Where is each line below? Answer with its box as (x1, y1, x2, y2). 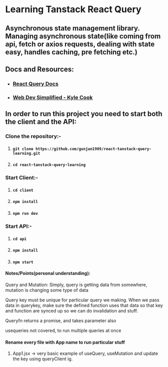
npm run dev (12, 211, 38, 216)
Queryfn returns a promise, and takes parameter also (5, 317, 117, 324)
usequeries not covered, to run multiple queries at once (5, 327, 122, 333)
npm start (12, 260, 34, 265)
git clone (12, 146, 34, 151)
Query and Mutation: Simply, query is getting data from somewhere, (5, 281, 147, 288)
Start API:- (5, 222, 32, 230)
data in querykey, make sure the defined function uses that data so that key (5, 302, 163, 308)
